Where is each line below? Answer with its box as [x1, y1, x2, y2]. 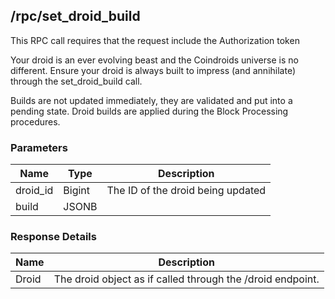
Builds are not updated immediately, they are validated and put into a [10, 94, 293, 106]
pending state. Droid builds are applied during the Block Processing [10, 105, 289, 117]
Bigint [63, 184, 91, 198]
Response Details [10, 230, 97, 244]
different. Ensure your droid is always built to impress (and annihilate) [10, 64, 296, 76]
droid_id [15, 184, 54, 198]
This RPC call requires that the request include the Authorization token [10, 34, 300, 46]
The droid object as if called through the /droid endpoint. [53, 272, 320, 286]
